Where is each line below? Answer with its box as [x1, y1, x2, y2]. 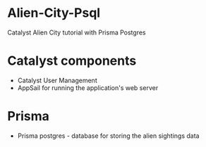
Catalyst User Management [17, 76, 97, 84]
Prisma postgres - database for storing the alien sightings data [17, 132, 200, 140]
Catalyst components [7, 53, 137, 69]
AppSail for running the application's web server [17, 83, 159, 92]
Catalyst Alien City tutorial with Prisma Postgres [7, 28, 146, 37]
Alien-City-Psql [7, 5, 101, 21]
